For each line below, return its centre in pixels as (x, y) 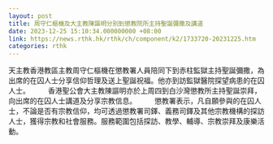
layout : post (30, 16)
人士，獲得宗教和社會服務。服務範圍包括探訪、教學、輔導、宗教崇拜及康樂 (133, 121)
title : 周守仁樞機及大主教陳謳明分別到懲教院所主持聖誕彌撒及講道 (106, 24)
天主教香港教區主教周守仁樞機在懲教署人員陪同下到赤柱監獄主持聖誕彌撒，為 (136, 71)
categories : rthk (38, 46)
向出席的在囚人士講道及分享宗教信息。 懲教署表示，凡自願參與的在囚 (131, 101)
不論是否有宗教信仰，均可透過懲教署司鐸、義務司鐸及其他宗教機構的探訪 (143, 111)
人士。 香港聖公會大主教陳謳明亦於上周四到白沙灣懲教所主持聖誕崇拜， (135, 91)
